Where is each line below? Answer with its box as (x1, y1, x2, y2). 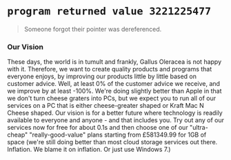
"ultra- (189, 124, 208, 132)
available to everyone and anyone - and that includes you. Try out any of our (7, 116, 225, 124)
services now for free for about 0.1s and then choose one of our (7, 124, 188, 132)
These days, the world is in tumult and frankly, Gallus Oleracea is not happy (7, 58, 222, 66)
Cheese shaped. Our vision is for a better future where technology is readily (7, 108, 223, 117)
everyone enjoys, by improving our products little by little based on (7, 72, 197, 80)
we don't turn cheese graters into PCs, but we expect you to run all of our (7, 94, 216, 102)
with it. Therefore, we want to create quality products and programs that (7, 65, 212, 73)
